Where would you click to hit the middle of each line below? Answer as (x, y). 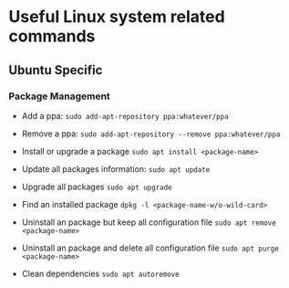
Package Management (59, 96)
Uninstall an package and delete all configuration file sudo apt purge (150, 248)
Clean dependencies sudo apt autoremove (100, 273)
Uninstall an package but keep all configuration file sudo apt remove (149, 222)
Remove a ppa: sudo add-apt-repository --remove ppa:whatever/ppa (151, 133)
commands (52, 36)
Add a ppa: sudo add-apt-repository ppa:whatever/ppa (125, 115)
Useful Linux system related (117, 17)
